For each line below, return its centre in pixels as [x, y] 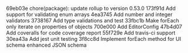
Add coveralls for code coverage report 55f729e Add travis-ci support [91, 33]
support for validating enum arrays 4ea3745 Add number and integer [89, 14]
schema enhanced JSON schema [46, 45]
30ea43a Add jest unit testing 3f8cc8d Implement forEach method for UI [94, 39]
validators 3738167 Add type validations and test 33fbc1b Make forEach [93, 20]
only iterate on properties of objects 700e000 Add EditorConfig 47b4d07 [94, 26]
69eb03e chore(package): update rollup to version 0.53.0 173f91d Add [91, 8]
